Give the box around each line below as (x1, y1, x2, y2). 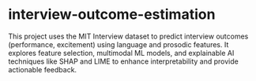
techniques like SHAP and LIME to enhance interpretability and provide (8, 57, 239, 66)
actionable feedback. (8, 64, 77, 74)
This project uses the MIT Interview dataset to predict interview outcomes (8, 31, 249, 41)
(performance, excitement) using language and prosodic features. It (8, 39, 229, 49)
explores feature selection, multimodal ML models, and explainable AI (8, 48, 235, 57)
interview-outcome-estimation (8, 6, 216, 24)
